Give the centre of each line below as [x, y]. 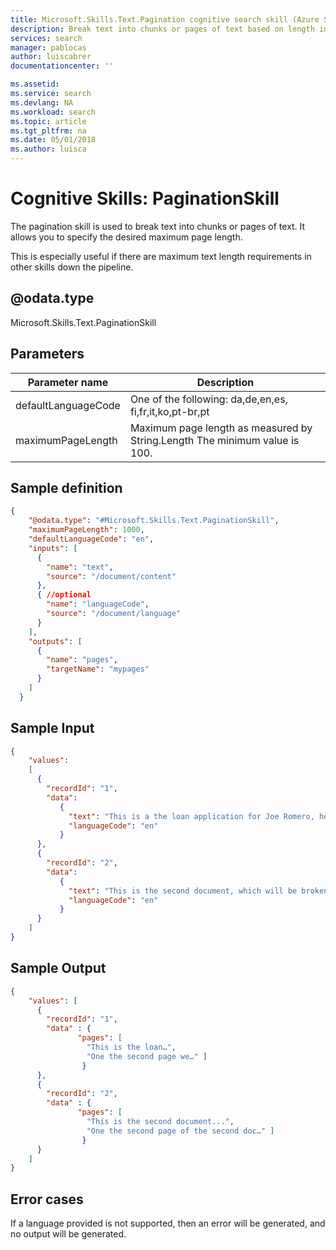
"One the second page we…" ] [147, 1056]
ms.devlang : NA [42, 102]
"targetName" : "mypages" [98, 669]
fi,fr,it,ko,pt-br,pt [169, 411]
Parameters [47, 354]
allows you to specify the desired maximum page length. [126, 237]
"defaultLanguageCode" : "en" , [91, 539]
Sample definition [66, 487]
